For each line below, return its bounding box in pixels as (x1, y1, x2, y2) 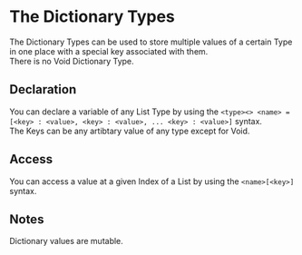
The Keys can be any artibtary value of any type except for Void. (9, 125, 250, 136)
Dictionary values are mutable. (9, 236, 124, 247)
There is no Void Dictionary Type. (9, 55, 134, 66)
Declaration (9, 82, 77, 97)
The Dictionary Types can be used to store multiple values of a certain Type (9, 36, 293, 47)
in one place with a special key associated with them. (9, 45, 209, 56)
